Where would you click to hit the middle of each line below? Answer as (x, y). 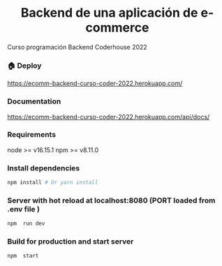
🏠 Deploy (24, 66)
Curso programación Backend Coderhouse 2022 (77, 47)
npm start (23, 256)
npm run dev (26, 224)
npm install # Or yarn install (53, 183)
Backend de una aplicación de (109, 13)
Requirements (32, 135)
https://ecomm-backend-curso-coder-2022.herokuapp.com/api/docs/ (109, 117)
